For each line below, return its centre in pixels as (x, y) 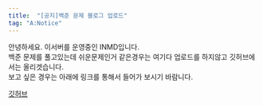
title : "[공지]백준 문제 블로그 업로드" (68, 16)
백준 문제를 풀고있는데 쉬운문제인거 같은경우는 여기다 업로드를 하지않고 (118, 57)
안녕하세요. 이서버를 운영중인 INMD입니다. (74, 47)
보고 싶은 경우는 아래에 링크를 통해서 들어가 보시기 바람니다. (101, 77)
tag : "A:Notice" (35, 23)
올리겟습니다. (43, 67)
